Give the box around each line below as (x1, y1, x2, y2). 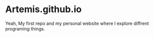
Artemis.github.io (5, 4, 82, 15)
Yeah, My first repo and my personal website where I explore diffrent (5, 20, 149, 26)
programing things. (5, 25, 45, 31)
